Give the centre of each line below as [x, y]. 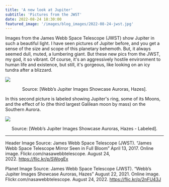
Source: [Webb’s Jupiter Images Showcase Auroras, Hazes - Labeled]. [84, 129]
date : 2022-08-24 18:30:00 [33, 19]
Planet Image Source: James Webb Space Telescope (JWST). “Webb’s [78, 169]
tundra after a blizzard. [29, 70]
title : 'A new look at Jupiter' [39, 10]
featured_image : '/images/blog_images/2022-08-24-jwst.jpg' [70, 24]
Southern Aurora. [23, 110]
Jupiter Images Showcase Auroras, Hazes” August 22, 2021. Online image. [82, 174]
